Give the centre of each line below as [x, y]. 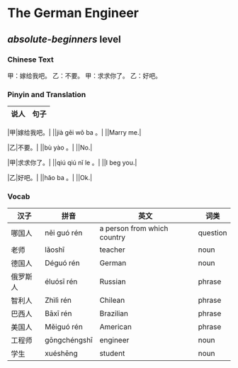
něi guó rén [64, 233]
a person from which [134, 228]
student [112, 354]
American [116, 327]
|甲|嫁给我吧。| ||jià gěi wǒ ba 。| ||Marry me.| [74, 133]
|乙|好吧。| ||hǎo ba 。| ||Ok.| [50, 178]
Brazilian [114, 313]
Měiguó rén [64, 327]
